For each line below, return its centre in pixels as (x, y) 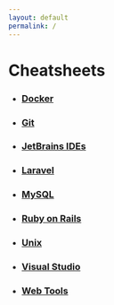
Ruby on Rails (51, 219)
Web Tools (45, 291)
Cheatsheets (57, 70)
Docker (37, 98)
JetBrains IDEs (53, 146)
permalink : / (33, 26)
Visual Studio (51, 267)
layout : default (38, 17)
